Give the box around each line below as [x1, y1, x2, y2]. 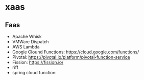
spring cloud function [12, 70, 56, 75]
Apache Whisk [12, 33, 42, 39]
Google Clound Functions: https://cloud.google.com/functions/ [12, 49, 139, 55]
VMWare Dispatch [12, 39, 49, 45]
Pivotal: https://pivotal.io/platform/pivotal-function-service [12, 54, 130, 60]
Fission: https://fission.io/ [12, 60, 64, 65]
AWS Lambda [12, 44, 40, 49]
